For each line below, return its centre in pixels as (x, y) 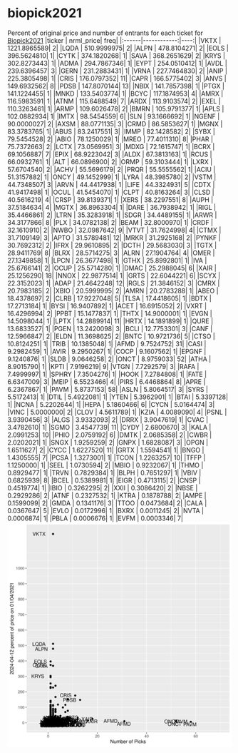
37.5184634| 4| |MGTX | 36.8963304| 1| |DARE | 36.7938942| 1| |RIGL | (112, 207)
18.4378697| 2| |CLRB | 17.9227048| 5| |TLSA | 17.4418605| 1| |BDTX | (109, 298)
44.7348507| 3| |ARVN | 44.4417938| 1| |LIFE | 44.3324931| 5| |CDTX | (111, 184)
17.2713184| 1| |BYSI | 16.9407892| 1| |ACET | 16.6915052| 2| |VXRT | (107, 305)
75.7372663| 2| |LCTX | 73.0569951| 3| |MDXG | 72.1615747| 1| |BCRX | (111, 146)
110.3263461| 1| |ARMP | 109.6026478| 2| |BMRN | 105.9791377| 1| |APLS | (116, 108)
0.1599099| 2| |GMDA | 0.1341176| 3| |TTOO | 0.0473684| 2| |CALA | (107, 503)
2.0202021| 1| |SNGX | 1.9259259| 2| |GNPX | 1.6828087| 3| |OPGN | (108, 442)
